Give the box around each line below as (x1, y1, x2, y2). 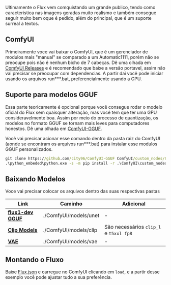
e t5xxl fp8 (104, 230, 132, 237)
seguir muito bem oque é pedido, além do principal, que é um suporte (5, 15, 152, 21)
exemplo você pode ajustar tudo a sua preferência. (5, 274, 112, 280)
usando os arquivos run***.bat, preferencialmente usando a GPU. (5, 76, 142, 82)
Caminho (60, 200, 83, 207)
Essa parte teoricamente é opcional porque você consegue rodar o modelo (5, 104, 163, 110)
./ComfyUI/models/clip (43, 227, 98, 234)
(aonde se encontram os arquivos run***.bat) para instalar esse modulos (5, 141, 158, 147)
